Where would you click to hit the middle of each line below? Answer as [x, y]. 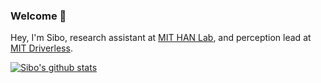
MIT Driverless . [41, 48]
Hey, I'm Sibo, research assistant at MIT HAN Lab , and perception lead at [161, 38]
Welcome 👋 [38, 16]
